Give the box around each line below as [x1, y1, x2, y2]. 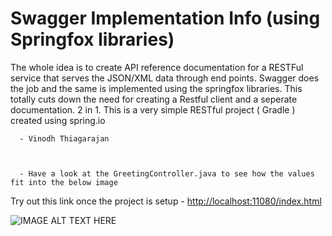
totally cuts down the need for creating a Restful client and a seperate [10, 93, 298, 105]
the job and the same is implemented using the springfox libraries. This [10, 82, 303, 94]
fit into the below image [10, 177, 118, 187]
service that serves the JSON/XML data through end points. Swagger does [10, 72, 320, 84]
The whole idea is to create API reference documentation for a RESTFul [10, 61, 304, 73]
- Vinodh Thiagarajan [19, 133, 110, 144]
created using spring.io [10, 114, 106, 126]
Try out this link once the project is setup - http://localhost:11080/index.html [10, 195, 322, 207]
